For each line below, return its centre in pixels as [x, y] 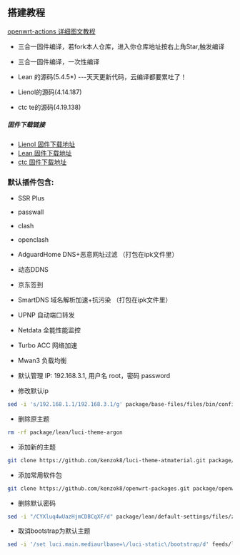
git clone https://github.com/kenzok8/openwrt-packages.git [99, 488]
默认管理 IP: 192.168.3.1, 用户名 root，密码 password [94, 376]
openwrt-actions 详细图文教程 [51, 31]
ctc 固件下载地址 [42, 162]
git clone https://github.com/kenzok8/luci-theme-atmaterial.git [106, 460]
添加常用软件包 [40, 475]
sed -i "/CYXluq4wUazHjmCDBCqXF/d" [60, 516]
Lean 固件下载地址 [45, 153]
